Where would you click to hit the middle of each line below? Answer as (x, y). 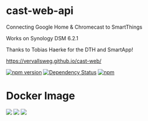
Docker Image (41, 96)
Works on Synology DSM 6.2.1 (42, 38)
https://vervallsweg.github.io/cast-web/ (54, 61)
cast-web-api (40, 11)
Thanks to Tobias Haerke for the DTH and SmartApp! (70, 49)
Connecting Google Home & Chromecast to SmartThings (74, 27)
